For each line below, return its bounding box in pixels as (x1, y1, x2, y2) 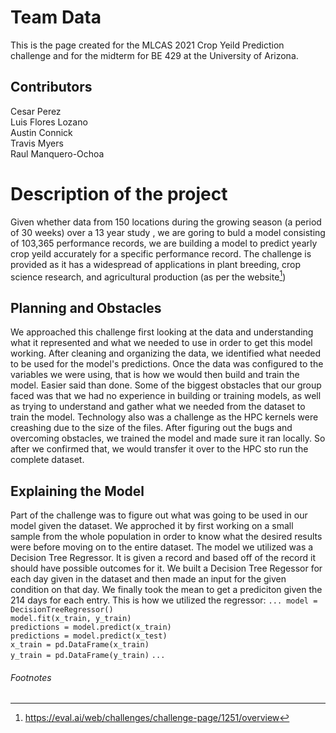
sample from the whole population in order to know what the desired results (10, 530, 323, 542)
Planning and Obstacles (10, 299, 162, 316)
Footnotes (10, 671, 52, 683)
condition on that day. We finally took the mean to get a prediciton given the (10, 583, 323, 595)
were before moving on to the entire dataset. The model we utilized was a (10, 541, 314, 553)
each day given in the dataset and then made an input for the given (10, 572, 287, 585)
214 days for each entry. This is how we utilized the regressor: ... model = (10, 594, 318, 606)
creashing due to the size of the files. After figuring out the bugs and (10, 422, 293, 434)
